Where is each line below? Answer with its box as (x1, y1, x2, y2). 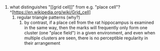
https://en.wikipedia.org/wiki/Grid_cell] (13, 9, 91, 15)
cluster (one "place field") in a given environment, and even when (24, 30, 156, 35)
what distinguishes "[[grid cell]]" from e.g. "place (9, 4, 108, 10)
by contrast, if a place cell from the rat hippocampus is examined (24, 19, 154, 25)
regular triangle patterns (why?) (16, 15, 80, 20)
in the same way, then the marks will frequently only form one (24, 25, 148, 31)
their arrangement (24, 40, 61, 46)
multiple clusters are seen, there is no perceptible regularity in (24, 35, 148, 41)
